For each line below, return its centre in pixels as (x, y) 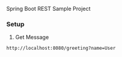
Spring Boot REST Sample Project (48, 9)
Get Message (32, 37)
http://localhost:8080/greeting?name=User (61, 48)
